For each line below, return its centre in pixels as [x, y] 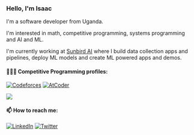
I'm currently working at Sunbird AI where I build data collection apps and [97, 51]
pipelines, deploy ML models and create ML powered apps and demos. [94, 58]
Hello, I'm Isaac [29, 8]
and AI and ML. [25, 40]
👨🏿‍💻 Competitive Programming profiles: [57, 71]
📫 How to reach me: [32, 110]
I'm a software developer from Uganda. [55, 22]
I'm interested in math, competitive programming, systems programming [95, 33]
